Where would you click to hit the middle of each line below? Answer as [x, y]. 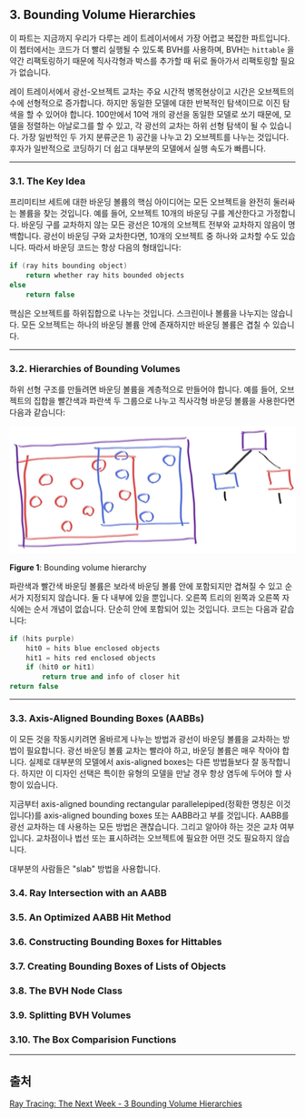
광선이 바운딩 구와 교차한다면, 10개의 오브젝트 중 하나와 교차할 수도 [161, 237]
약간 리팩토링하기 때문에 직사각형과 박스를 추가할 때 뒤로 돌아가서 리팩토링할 [144, 60]
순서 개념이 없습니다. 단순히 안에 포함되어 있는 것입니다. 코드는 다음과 [156, 609]
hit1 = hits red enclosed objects [91, 658]
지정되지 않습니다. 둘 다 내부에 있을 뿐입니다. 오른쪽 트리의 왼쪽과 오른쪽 [153, 597]
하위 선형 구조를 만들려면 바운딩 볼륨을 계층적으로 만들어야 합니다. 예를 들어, [144, 389]
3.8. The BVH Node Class [66, 991]
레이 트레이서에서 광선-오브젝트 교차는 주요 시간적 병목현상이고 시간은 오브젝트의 [152, 91]
